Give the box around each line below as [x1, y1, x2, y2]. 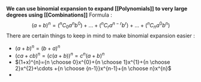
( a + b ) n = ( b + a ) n [14, 44, 61, 52]
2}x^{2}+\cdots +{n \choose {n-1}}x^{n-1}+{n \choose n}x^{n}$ [14, 65, 172, 72]
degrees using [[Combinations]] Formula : [6, 11, 113, 18]
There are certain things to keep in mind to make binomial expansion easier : [6, 32, 195, 39]
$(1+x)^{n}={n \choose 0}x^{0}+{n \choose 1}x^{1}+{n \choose [14, 58, 170, 65]
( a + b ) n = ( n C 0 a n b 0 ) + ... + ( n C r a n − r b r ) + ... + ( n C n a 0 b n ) [31, 21, 170, 30]
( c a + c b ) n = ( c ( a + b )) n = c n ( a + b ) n [14, 51, 105, 59]
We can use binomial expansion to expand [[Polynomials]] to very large [6, 5, 188, 12]
